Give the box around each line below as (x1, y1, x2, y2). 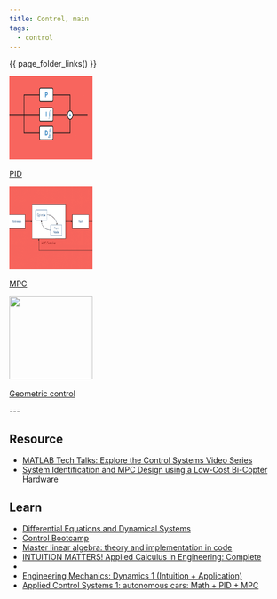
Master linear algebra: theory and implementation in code (21, 542, 233, 553)
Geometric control (9, 388, 75, 399)
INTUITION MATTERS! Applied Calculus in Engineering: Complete (21, 552, 262, 562)
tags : (9, 23, 29, 33)
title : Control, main (9, 14, 90, 23)
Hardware (21, 474, 59, 484)
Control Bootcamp (21, 533, 90, 543)
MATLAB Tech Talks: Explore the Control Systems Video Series (21, 455, 253, 466)
